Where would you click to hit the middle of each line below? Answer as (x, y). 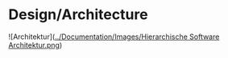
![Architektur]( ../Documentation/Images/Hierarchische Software (114, 37)
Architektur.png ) (35, 44)
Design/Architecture (78, 15)
